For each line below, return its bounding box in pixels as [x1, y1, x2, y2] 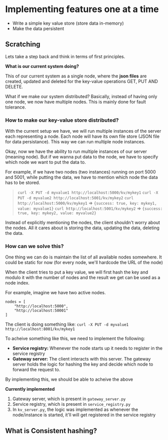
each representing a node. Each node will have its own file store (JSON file [5, 133, 159, 139]
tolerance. [5, 104, 26, 110]
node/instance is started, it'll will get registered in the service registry [12, 412, 156, 418]
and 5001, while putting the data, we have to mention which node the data [5, 174, 158, 181]
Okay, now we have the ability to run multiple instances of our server [5, 148, 147, 154]
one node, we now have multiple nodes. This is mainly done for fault [5, 99, 146, 105]
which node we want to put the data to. [5, 159, 86, 165]
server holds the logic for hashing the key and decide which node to [12, 361, 153, 368]
